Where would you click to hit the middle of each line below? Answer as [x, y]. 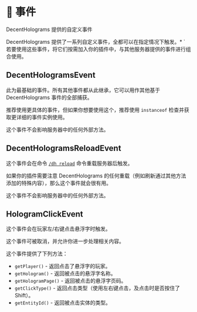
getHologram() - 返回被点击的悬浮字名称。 [65, 273]
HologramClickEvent [45, 214]
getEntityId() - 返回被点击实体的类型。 [63, 303]
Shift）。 [24, 296]
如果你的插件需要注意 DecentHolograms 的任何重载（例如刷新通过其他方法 [96, 176]
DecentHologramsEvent [51, 75]
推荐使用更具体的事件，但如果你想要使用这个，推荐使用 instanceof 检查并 [95, 109]
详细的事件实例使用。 [42, 117]
